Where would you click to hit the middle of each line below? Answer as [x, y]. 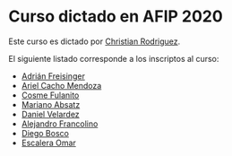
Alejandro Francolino [60, 124]
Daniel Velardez [50, 114]
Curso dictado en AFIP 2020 [116, 17]
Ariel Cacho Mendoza [61, 85]
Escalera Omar [49, 143]
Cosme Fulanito [50, 95]
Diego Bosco [45, 133]
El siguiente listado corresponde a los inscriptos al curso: [114, 58]
